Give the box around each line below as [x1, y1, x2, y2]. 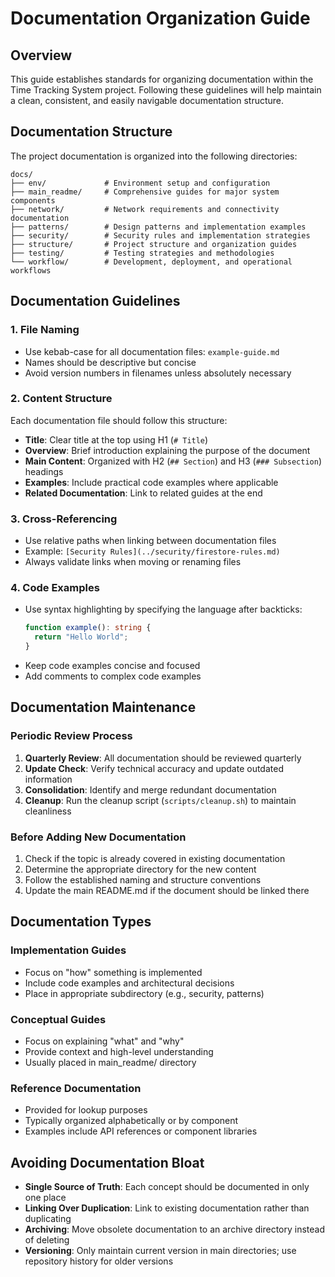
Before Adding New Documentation [10, 830, 187, 844]
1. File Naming [10, 323, 80, 337]
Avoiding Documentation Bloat [10, 1154, 205, 1171]
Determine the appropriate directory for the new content [24, 863, 257, 875]
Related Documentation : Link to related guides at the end [24, 487, 263, 499]
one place [24, 1192, 67, 1204]
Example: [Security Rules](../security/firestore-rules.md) [24, 545, 281, 557]
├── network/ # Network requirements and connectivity [10, 204, 280, 214]
